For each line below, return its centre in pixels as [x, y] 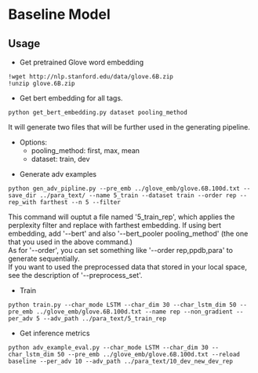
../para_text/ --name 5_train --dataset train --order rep [138, 196]
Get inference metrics [55, 333]
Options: [33, 142]
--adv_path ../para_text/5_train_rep [105, 319]
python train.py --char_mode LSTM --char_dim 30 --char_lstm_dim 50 [122, 305]
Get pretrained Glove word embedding [82, 62]
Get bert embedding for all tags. [71, 98]
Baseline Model [60, 15]
